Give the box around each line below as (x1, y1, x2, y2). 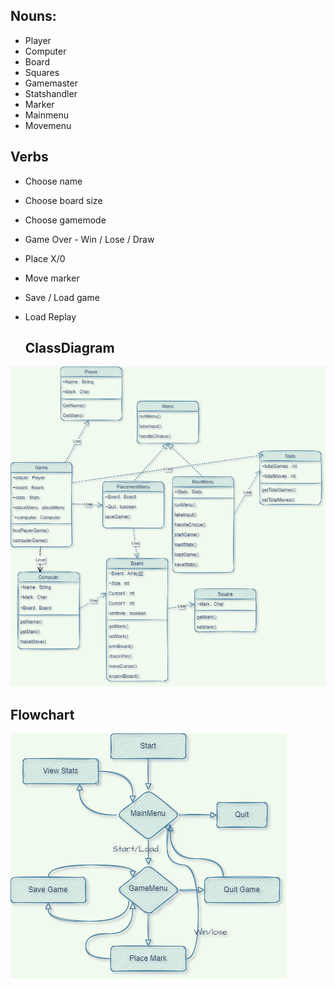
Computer (24, 45, 67, 57)
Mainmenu (24, 109, 69, 121)
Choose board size (24, 194, 103, 206)
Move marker (24, 272, 80, 284)
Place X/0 (24, 252, 66, 264)
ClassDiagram (24, 340, 115, 357)
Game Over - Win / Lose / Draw (24, 233, 155, 245)
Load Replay (24, 310, 77, 323)
